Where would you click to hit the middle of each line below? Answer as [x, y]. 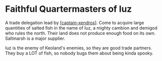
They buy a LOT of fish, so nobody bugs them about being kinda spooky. [79, 53]
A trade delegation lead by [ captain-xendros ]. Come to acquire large [75, 23]
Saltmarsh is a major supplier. [35, 38]
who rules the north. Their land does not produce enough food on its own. [80, 33]
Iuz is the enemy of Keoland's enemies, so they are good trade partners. [79, 48]
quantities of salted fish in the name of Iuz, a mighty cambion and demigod [81, 28]
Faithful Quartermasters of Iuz [69, 9]
